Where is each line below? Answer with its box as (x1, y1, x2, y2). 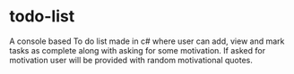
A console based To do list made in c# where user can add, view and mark (9, 36, 285, 46)
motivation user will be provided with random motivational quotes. (9, 54, 253, 65)
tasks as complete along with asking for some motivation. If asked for (9, 45, 266, 55)
